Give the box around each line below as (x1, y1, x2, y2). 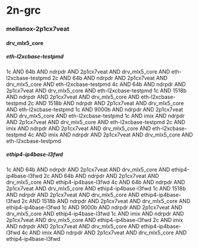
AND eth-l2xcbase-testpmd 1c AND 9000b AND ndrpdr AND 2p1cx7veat (6, 106, 184, 113)
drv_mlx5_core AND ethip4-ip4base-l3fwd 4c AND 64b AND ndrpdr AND (6, 179, 185, 186)
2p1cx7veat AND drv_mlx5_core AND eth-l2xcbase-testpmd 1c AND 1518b (6, 87, 187, 94)
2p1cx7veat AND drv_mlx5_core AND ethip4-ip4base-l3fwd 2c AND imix (6, 216, 184, 223)
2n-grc (6, 4, 42, 17)
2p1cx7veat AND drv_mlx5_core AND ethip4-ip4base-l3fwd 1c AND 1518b (6, 185, 186, 192)
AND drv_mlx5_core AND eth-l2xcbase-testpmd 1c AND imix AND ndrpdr (6, 112, 185, 119)
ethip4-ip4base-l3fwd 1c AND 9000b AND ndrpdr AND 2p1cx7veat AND (6, 204, 183, 211)
